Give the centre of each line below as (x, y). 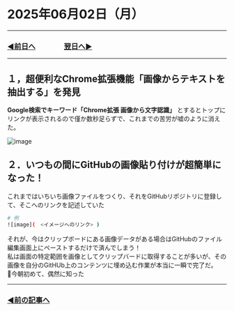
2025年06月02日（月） (76, 14)
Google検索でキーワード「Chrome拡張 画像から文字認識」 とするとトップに (117, 110)
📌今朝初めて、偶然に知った (46, 273)
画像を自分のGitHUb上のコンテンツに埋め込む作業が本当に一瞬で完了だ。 (112, 265)
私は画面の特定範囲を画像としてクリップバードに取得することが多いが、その (117, 256)
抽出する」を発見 (44, 92)
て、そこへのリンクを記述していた (56, 205)
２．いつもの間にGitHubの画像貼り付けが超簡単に (114, 165)
